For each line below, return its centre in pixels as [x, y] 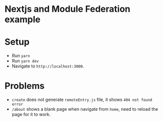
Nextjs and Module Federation [68, 9]
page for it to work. [31, 115]
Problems [25, 86]
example [23, 19]
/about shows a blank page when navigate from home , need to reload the [85, 109]
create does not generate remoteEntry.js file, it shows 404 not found [82, 100]
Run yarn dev [25, 61]
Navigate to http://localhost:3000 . [48, 66]
